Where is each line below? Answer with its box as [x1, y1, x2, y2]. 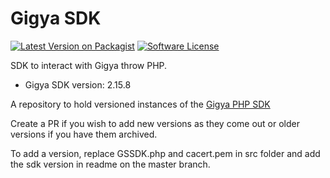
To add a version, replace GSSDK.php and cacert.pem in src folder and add [10, 147, 321, 159]
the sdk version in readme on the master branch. [10, 158, 211, 170]
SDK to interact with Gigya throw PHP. [10, 59, 168, 71]
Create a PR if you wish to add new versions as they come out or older [10, 117, 300, 129]
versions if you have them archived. [10, 128, 158, 140]
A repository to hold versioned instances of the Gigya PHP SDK [10, 98, 271, 110]
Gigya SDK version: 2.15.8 [24, 78, 132, 91]
